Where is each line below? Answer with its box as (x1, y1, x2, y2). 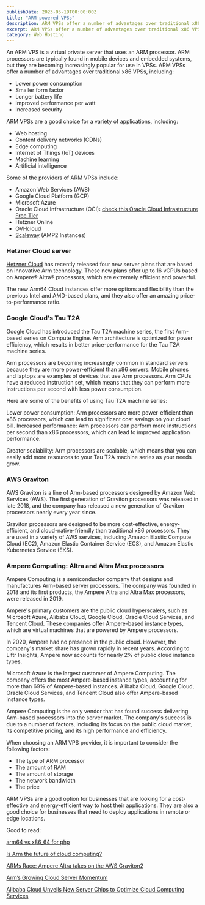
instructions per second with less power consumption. (6, 385, 143, 392)
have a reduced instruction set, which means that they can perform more (6, 378, 190, 386)
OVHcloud (15, 225, 41, 233)
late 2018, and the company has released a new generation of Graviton (6, 502, 184, 509)
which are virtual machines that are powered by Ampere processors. (6, 626, 179, 634)
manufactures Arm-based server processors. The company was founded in (6, 582, 196, 590)
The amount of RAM (15, 764, 66, 772)
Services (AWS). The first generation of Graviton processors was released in (6, 495, 199, 503)
